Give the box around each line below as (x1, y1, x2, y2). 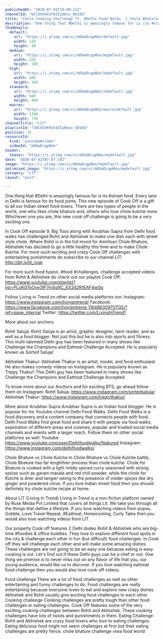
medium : (9, 48, 25, 53)
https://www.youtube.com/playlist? (5, 279, 76, 285)
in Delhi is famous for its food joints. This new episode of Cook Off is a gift (5, 198, 155, 204)
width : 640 (14, 93, 36, 98)
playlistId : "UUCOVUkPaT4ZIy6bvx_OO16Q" (5, 125, 89, 130)
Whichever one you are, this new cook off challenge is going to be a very (5, 213, 152, 219)
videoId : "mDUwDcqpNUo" (9, 144, 58, 149)
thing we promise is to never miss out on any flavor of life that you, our (5, 556, 147, 562)
